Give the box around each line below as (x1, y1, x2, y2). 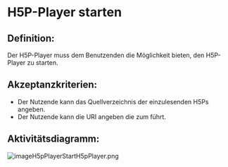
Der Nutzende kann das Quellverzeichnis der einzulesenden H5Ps (17, 97, 209, 106)
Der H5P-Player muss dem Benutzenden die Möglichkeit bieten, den (7, 51, 205, 59)
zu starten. (27, 58, 58, 67)
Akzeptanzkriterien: (7, 79, 97, 91)
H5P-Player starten (7, 4, 122, 20)
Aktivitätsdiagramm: (7, 133, 100, 145)
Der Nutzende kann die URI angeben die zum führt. (17, 112, 167, 120)
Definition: (7, 32, 55, 44)
